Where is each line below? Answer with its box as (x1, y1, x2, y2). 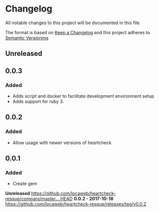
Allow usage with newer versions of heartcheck (12, 139, 112, 146)
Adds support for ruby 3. (12, 99, 64, 105)
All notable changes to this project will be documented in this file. (5, 20, 141, 26)
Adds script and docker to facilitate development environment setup (12, 93, 154, 99)
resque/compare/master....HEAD (5, 196, 73, 202)
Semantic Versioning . (5, 35, 49, 41)
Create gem (12, 181, 37, 187)
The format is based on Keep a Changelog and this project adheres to (5, 29, 150, 35)
